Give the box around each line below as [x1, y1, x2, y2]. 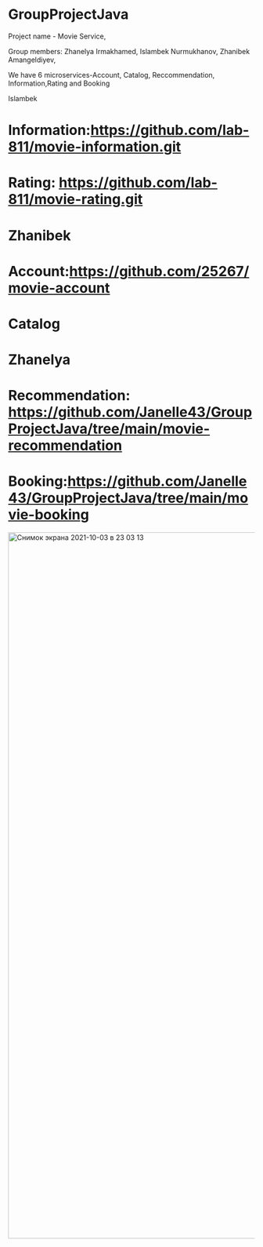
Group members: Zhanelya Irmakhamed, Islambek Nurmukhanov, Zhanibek [8, 46, 250, 56]
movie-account [8, 279, 110, 297]
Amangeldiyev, [8, 55, 56, 64]
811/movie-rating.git [8, 191, 143, 209]
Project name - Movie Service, [8, 31, 106, 41]
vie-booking [8, 506, 90, 523]
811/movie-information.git [8, 138, 182, 156]
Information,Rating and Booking [8, 78, 110, 88]
